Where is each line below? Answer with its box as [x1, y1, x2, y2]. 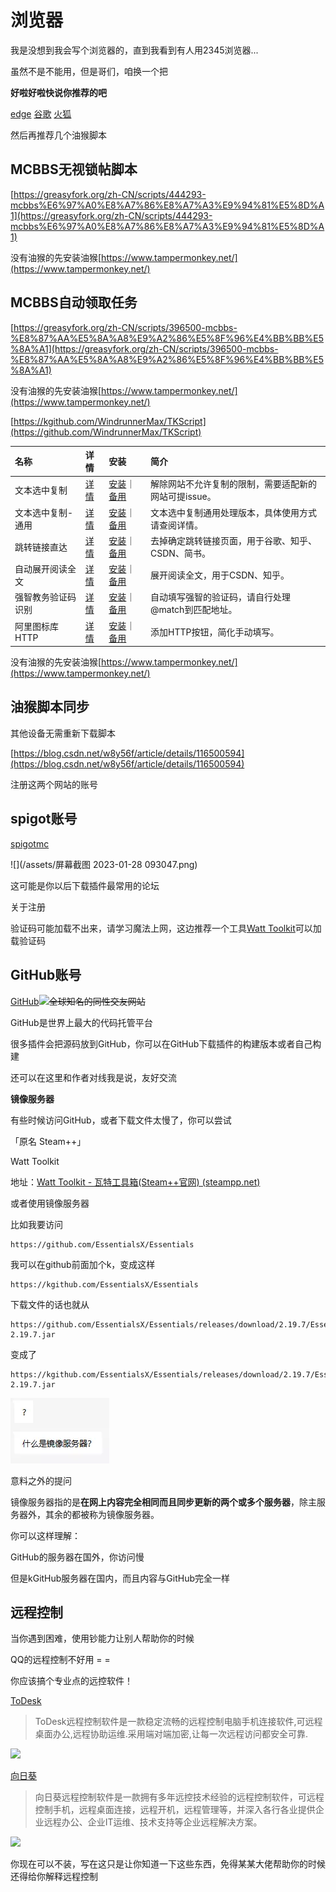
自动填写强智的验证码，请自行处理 [150, 591, 292, 603]
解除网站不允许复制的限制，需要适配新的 [150, 478, 318, 490]
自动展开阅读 [14, 563, 68, 575]
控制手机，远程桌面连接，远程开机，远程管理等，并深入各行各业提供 [34, 1804, 316, 1816]
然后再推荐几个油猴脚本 [10, 129, 107, 141]
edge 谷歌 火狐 [10, 107, 72, 120]
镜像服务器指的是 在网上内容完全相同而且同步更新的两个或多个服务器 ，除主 [10, 1496, 317, 1508]
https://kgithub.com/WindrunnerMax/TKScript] [13, 415, 207, 427]
